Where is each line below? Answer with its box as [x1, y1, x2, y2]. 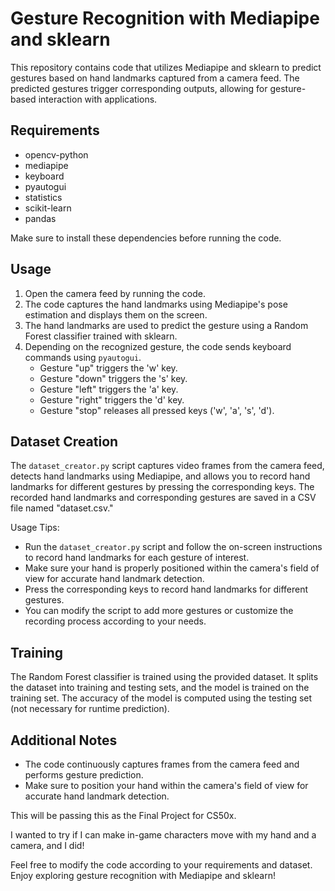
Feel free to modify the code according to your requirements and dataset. [10, 859, 313, 871]
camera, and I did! [10, 840, 85, 851]
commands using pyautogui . [24, 351, 142, 363]
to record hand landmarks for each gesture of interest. [24, 552, 250, 564]
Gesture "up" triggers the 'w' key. [39, 362, 178, 374]
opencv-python [24, 148, 89, 161]
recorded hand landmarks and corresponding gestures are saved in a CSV [10, 492, 317, 504]
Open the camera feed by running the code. [24, 287, 206, 299]
